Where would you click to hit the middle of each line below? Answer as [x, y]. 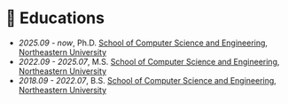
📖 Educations [55, 18]
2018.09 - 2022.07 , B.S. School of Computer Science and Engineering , [148, 80]
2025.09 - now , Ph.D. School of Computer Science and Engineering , [143, 43]
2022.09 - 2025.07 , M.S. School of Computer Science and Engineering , [149, 61]
